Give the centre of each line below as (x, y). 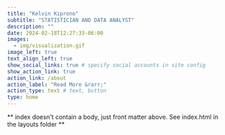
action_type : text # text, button (57, 91)
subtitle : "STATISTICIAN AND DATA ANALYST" (71, 20)
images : (18, 39)
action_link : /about (37, 78)
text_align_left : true (40, 59)
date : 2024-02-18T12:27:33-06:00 (55, 33)
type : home (23, 98)
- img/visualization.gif (49, 46)
